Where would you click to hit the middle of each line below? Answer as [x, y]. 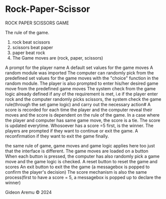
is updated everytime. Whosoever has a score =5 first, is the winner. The [79, 126]
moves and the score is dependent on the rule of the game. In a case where [83, 115]
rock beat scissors [31, 42]
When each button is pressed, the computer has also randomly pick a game [83, 156]
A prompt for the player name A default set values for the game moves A [79, 67]
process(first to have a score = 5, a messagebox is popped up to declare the [83, 177]
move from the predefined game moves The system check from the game [81, 88]
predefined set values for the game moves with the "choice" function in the [82, 78]
